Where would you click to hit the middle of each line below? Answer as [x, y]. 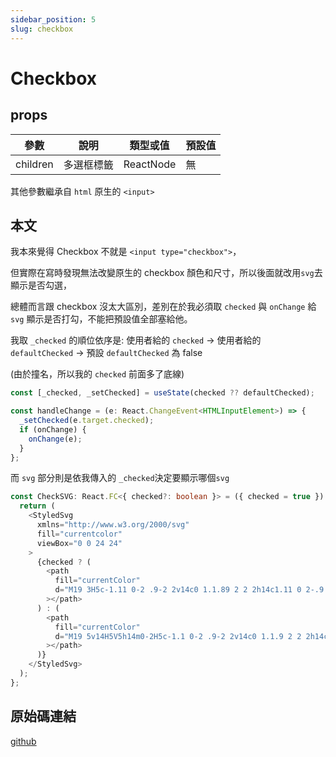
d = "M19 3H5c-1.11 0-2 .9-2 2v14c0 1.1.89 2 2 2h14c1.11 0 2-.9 [189, 590]
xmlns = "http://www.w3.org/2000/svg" [113, 525]
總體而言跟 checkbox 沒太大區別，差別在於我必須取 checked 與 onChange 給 [163, 307]
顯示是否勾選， [41, 285]
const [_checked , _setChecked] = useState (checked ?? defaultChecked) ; [162, 393]
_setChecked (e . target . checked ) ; [87, 421]
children [34, 164]
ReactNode [150, 164]
